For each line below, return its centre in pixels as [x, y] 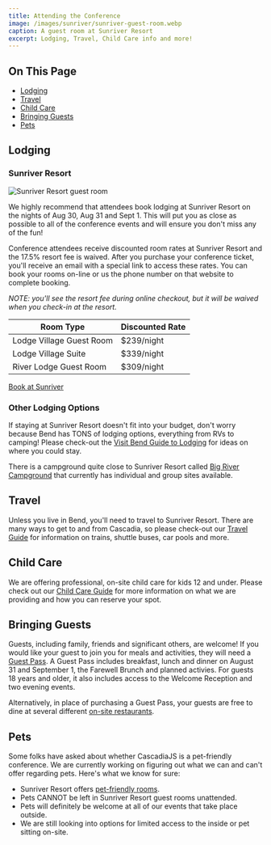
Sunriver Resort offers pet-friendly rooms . [90, 789]
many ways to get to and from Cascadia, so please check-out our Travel [128, 528]
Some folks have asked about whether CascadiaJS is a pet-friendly [120, 756]
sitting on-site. [44, 832]
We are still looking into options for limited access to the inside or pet [135, 824]
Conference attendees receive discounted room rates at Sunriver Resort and [135, 248]
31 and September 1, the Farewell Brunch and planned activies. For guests [131, 670]
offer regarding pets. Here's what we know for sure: [94, 774]
